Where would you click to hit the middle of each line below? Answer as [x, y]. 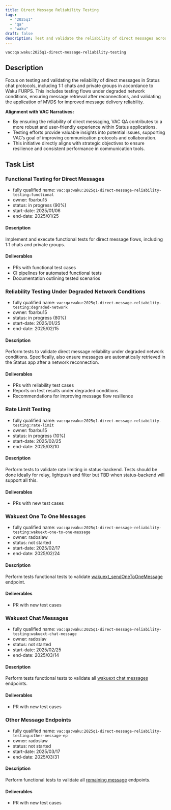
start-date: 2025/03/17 [36, 751]
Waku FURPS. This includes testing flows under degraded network [75, 91]
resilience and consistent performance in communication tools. [79, 149]
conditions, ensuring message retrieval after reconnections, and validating [83, 96]
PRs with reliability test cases [43, 385]
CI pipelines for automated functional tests [57, 273]
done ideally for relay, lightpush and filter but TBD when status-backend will [85, 475]
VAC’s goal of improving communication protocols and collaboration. [84, 137]
